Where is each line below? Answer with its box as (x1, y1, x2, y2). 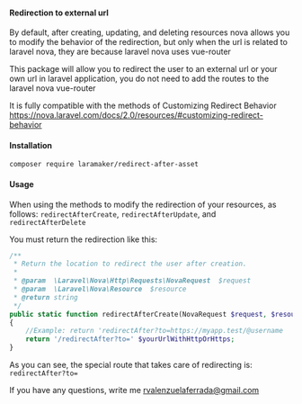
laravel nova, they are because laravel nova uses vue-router (9, 46, 232, 58)
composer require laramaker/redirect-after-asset (9, 160, 200, 169)
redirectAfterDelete (9, 218, 87, 227)
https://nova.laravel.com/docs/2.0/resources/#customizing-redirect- (9, 110, 263, 121)
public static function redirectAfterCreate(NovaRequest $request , (9, 310, 268, 319)
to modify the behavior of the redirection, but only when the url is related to (9, 37, 288, 48)
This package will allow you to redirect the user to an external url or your (9, 64, 278, 75)
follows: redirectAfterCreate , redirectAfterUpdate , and (9, 208, 217, 220)
